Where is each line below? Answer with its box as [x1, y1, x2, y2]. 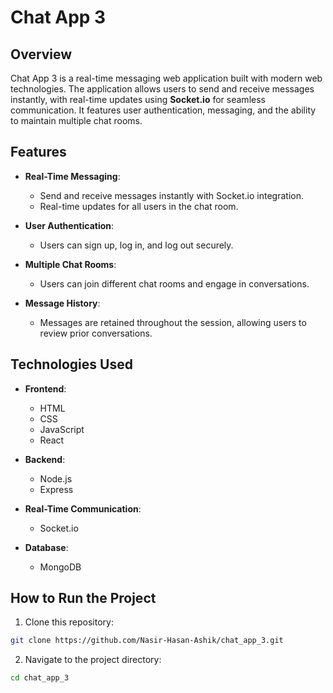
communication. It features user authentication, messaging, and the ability [10, 104, 317, 116]
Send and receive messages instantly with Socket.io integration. [39, 189, 304, 201]
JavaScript [39, 423, 85, 435]
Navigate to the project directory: [24, 654, 162, 666]
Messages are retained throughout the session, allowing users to [39, 316, 307, 328]
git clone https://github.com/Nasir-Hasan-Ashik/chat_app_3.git [10, 636, 284, 646]
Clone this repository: [24, 616, 114, 628]
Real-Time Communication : [24, 502, 142, 515]
